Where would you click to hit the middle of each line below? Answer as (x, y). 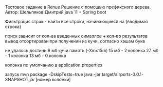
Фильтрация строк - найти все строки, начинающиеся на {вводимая (77, 22)
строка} (13, 27)
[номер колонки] (53, 80)
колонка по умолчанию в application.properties (54, 65)
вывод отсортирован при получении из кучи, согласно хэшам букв (75, 41)
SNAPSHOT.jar (20, 80)
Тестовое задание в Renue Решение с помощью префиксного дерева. (78, 7)
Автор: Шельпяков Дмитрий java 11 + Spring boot (56, 12)
